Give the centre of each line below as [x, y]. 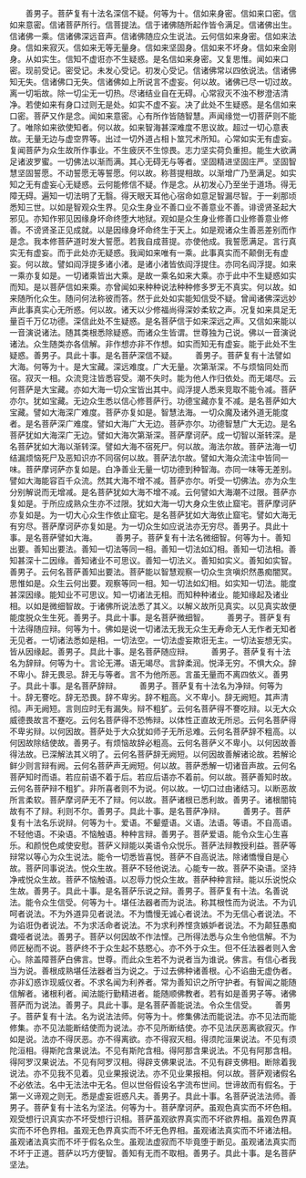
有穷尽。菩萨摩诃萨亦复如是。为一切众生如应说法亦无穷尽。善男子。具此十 [149, 526]
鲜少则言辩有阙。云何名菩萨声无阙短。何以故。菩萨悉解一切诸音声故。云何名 [153, 765]
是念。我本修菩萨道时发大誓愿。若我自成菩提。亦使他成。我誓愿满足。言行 [149, 241]
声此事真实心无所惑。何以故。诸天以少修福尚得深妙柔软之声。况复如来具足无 [153, 310]
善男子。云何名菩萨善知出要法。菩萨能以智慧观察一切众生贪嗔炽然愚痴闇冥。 [153, 572]
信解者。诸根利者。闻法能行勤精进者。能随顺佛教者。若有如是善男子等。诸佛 [153, 993]
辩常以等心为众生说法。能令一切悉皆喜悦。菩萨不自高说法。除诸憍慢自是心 [149, 857]
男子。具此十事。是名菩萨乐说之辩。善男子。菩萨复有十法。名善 [160, 891]
